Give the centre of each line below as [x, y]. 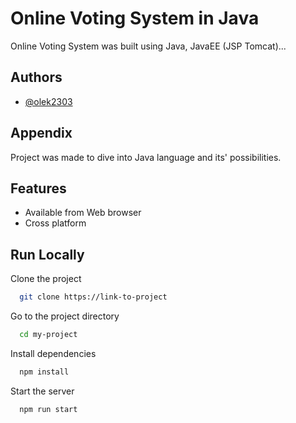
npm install [44, 372]
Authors [36, 77]
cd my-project [48, 335]
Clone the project [46, 279]
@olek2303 [48, 101]
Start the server [42, 391]
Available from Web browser [83, 213]
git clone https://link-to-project [93, 297]
